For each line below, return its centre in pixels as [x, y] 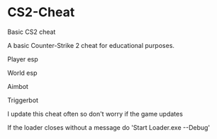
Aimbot [18, 86]
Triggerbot [23, 100]
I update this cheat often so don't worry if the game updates [95, 114]
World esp [22, 73]
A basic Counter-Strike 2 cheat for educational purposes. [91, 45]
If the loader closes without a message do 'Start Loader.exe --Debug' [109, 127]
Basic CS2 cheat [32, 32]
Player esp [23, 59]
